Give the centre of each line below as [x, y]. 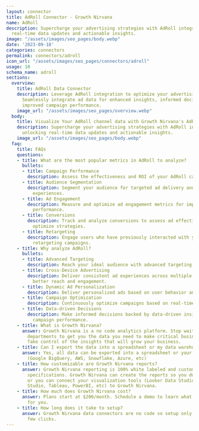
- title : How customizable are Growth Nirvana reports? [87, 364]
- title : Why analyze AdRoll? [54, 248]
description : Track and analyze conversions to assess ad [100, 221]
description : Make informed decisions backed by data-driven [105, 314]
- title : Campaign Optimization [62, 298]
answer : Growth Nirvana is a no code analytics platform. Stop [102, 331]
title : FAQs [31, 149]
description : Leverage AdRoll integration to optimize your [92, 94]
